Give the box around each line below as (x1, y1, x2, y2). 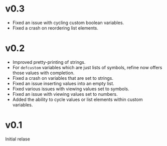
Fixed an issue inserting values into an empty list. (12, 80, 114, 86)
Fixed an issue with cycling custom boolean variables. (12, 20, 124, 26)
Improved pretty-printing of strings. (12, 59, 86, 65)
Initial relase (5, 136, 30, 142)
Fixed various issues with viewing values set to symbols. (12, 86, 129, 92)
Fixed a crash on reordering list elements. (12, 25, 99, 31)
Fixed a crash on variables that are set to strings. (12, 75, 114, 81)
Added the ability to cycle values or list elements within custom (12, 96, 143, 102)
